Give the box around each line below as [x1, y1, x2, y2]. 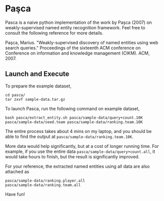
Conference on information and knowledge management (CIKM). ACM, [5, 50, 150, 56]
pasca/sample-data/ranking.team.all [5, 182, 81, 188]
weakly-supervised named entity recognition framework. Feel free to [5, 24, 145, 30]
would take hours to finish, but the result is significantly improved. [5, 153, 140, 159]
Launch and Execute [5, 70, 69, 78]
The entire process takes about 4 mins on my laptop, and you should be [5, 128, 152, 134]
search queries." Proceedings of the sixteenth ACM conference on [5, 45, 141, 51]
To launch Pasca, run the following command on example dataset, [5, 105, 140, 112]
